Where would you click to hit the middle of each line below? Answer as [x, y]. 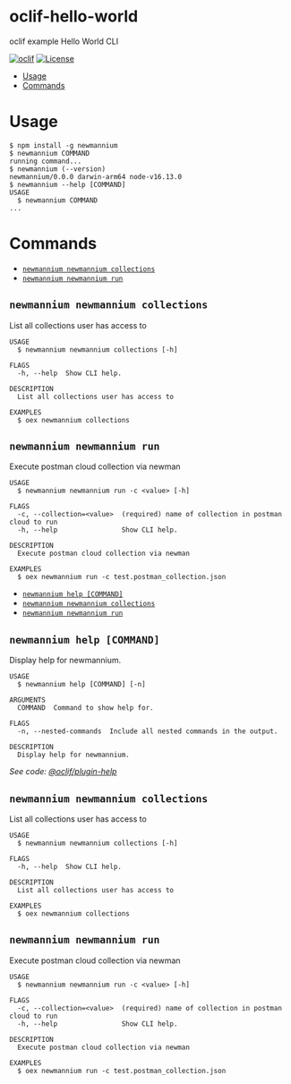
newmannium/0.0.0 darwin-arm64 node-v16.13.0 [95, 176]
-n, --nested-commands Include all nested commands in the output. [148, 731]
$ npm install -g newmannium [64, 145]
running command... [46, 161]
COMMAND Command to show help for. [86, 708]
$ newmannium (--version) [57, 169]
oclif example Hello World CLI [64, 41]
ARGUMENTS [28, 700]
